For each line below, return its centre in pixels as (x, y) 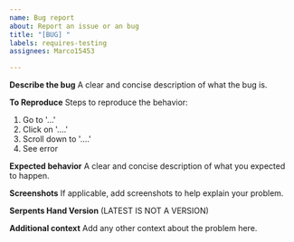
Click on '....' (45, 130)
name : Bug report (42, 18)
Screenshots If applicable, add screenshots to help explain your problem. (147, 193)
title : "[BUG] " (40, 34)
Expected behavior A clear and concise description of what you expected (147, 166)
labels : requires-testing (58, 43)
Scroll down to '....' (57, 139)
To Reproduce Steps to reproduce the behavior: (99, 102)
